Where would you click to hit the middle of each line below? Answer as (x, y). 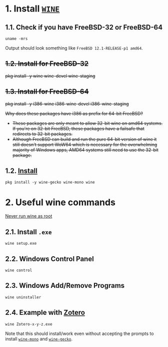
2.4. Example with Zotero (45, 313)
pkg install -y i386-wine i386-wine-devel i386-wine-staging (67, 104)
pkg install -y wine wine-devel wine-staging (50, 76)
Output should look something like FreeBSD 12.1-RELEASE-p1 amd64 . (74, 48)
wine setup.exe (21, 244)
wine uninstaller (23, 297)
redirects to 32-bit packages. (42, 134)
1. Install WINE (32, 9)
